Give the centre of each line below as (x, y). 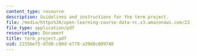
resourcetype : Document (35, 33)
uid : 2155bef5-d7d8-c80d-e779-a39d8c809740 (60, 44)
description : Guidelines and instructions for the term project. (87, 17)
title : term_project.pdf (36, 38)
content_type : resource (35, 11)
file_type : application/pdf (40, 28)
